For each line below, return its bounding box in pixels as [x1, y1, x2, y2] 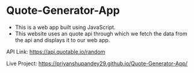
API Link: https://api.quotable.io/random [6, 48, 105, 55]
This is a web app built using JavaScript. [14, 24, 116, 31]
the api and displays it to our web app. [14, 36, 110, 43]
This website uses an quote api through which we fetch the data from [14, 30, 188, 37]
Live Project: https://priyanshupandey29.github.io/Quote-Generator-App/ [6, 60, 188, 67]
